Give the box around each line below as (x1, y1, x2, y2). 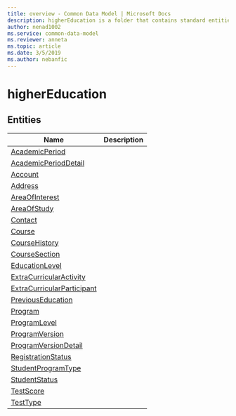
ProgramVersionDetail (11, 340, 83, 350)
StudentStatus (11, 375, 58, 384)
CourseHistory (11, 238, 59, 248)
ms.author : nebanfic (7, 56, 68, 63)
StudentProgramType (11, 363, 81, 373)
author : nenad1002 (7, 23, 61, 30)
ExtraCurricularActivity (11, 271, 86, 281)
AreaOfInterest (11, 192, 60, 202)
